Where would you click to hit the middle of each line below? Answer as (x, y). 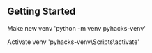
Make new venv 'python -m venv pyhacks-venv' (77, 28)
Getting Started (41, 12)
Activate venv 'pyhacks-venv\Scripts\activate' (73, 42)
